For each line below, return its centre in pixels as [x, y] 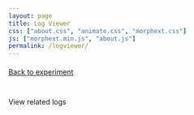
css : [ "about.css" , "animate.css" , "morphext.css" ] [97, 31]
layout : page [30, 16]
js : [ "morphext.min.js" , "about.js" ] [72, 38]
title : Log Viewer [39, 23]
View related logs [37, 101]
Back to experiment [41, 72]
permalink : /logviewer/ [49, 46]
